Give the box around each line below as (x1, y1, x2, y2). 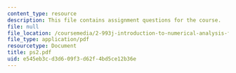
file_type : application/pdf (7, 36, 90, 43)
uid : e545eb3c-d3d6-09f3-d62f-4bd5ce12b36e (7, 56, 137, 63)
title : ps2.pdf (7, 49, 52, 56)
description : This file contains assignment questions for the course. (7, 17, 221, 24)
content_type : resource (7, 10, 77, 17)
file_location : (7, 29, 52, 37)
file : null (7, 23, 39, 30)
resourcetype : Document (7, 42, 77, 49)
